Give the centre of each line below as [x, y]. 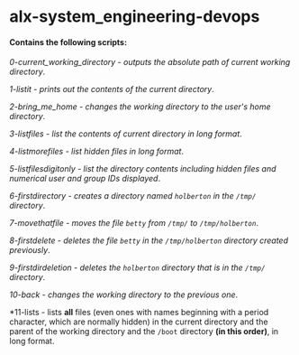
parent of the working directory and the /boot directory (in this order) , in [144, 332]
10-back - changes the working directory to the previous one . [124, 294]
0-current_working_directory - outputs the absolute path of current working [150, 62]
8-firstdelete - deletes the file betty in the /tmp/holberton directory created [149, 240]
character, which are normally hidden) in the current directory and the [139, 322]
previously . [30, 250]
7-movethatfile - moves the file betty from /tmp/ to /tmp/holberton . [134, 223]
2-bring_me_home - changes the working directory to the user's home [140, 107]
